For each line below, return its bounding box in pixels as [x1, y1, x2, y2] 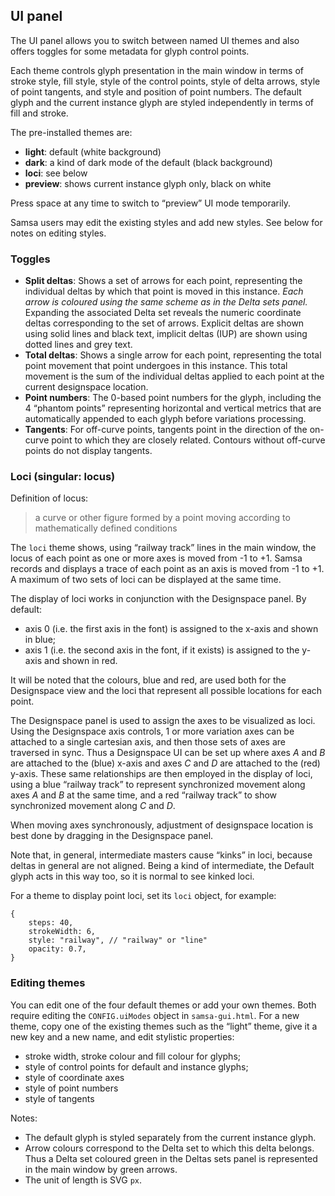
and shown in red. [44, 655, 118, 667]
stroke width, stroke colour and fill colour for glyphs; [24, 1050, 242, 1062]
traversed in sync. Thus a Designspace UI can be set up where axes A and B [10, 747, 326, 759]
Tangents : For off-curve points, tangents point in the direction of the [24, 424, 308, 436]
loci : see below [24, 167, 88, 179]
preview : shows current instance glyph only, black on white [24, 177, 272, 189]
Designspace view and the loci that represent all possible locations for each [10, 685, 323, 697]
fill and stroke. [10, 107, 69, 119]
